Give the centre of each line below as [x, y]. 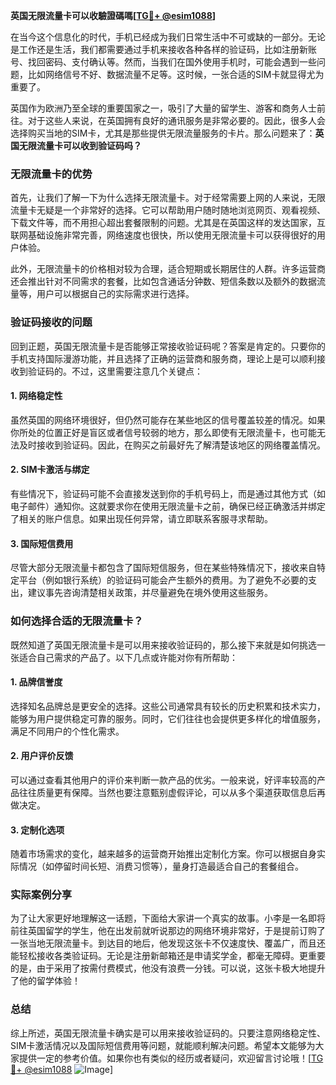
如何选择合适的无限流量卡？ [77, 621]
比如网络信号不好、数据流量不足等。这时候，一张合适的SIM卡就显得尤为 [176, 74]
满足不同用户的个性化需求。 [67, 731]
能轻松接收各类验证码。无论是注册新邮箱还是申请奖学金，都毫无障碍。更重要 [168, 956]
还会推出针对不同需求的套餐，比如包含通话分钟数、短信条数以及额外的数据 [163, 281]
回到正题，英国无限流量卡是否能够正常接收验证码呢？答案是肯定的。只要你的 [168, 346]
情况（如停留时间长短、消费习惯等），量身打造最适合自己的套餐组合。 [161, 866]
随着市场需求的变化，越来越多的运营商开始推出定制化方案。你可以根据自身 [163, 854]
